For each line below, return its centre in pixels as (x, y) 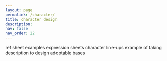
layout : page (19, 10)
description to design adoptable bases (45, 53)
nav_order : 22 (20, 33)
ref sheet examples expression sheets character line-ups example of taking (84, 48)
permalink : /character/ (30, 15)
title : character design (31, 19)
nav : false (17, 29)
